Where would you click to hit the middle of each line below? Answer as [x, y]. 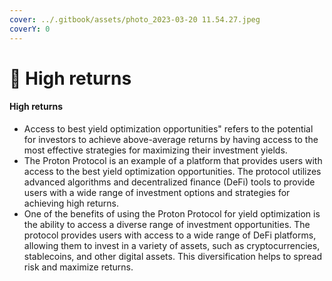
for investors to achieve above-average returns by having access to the [171, 139]
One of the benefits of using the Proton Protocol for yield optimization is [172, 213]
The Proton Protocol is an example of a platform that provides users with [173, 160]
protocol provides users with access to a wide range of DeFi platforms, [170, 235]
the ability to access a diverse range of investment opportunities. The [167, 224]
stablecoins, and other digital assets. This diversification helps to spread [173, 256]
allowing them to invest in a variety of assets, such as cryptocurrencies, [172, 245]
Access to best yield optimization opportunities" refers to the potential [168, 128]
